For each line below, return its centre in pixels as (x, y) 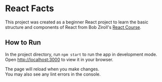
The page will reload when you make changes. (52, 69)
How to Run (23, 43)
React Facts (30, 9)
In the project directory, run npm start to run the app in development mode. (81, 54)
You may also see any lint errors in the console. (53, 74)
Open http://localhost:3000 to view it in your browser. (59, 60)
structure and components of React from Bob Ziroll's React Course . (73, 27)
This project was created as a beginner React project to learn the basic (77, 22)
